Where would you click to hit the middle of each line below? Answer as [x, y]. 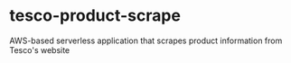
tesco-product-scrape [95, 16]
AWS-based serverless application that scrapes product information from [146, 40]
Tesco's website [40, 49]
